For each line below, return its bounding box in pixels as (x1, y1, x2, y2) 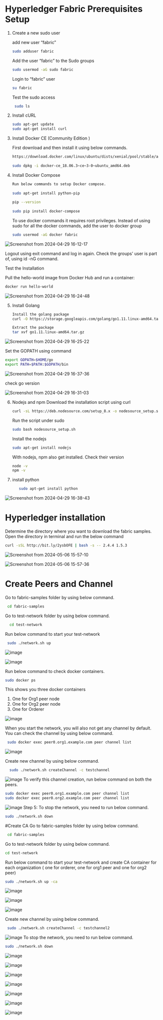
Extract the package (12, 325, 54, 330)
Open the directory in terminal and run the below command (5, 534, 124, 540)
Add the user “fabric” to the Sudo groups (12, 58, 94, 63)
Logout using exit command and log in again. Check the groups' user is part (5, 250, 157, 256)
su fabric (12, 85, 33, 90)
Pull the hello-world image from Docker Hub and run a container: (5, 274, 135, 280)
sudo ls (14, 104, 30, 108)
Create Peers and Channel (5, 579, 113, 589)
